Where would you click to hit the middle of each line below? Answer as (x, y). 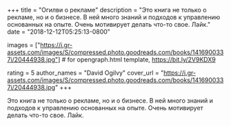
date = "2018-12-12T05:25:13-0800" (59, 32)
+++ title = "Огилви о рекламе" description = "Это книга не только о (107, 10)
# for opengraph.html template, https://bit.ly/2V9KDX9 (139, 60)
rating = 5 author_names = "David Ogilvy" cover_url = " (86, 73)
